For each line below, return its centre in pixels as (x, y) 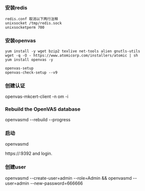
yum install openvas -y (29, 59)
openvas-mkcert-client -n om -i (37, 96)
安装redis (16, 7)
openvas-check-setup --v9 (31, 72)
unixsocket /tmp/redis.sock (34, 23)
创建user (16, 167)
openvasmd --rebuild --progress (38, 120)
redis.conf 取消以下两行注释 (32, 19)
